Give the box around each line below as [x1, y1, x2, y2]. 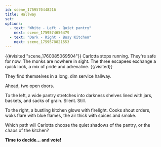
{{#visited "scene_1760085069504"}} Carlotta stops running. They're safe [5, 53, 157, 59]
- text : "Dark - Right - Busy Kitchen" [9, 35, 92, 40]
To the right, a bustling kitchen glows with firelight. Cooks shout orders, [5, 107, 151, 113]
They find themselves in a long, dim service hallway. [5, 73, 112, 79]
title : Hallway [5, 12, 37, 17]
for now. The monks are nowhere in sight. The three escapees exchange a [5, 58, 157, 64]
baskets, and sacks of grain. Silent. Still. [5, 98, 86, 103]
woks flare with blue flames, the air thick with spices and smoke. [5, 112, 137, 118]
